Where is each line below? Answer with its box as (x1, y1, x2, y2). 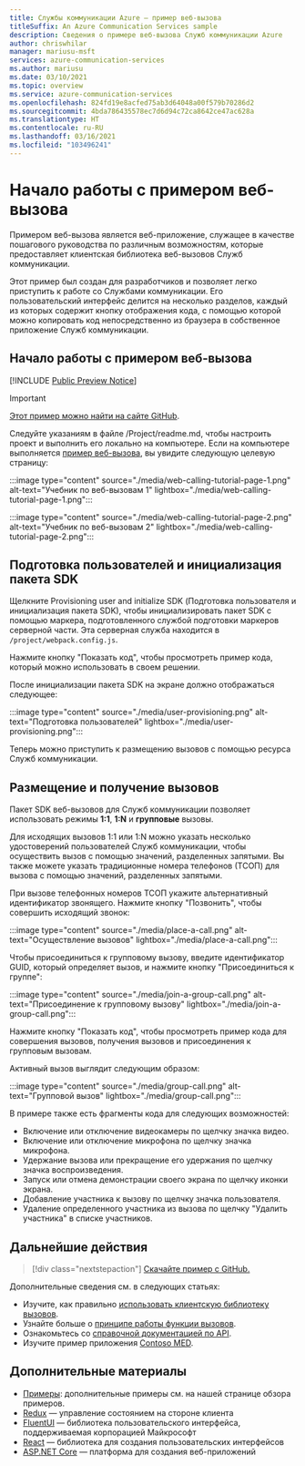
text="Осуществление (9, 935, 96, 946)
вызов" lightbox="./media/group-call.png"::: (76, 1091, 241, 1102)
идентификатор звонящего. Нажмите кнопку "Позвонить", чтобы (9, 897, 262, 908)
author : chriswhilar (9, 38, 88, 48)
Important (9, 393, 46, 404)
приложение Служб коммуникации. (9, 324, 149, 335)
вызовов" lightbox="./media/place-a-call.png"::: (97, 935, 278, 946)
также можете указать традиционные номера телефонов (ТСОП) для (9, 860, 280, 871)
